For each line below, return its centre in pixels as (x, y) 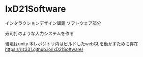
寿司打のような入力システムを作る (40, 33)
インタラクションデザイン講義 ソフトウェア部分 (53, 23)
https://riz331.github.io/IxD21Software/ (44, 49)
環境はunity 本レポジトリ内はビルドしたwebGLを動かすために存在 (72, 44)
